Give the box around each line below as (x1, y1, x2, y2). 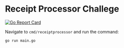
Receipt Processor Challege (5, 3, 120, 15)
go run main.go (5, 38, 36, 43)
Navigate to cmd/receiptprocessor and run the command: (5, 29, 119, 34)
